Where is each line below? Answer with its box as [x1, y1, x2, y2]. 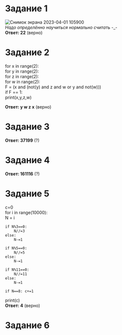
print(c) [5, 297, 20, 303]
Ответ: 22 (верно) [5, 29, 43, 35]
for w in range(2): [5, 79, 41, 84]
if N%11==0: [5, 267, 29, 272]
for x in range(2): [5, 63, 39, 69]
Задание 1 [5, 3, 48, 14]
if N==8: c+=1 [5, 288, 34, 294]
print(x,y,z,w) [5, 94, 32, 100]
